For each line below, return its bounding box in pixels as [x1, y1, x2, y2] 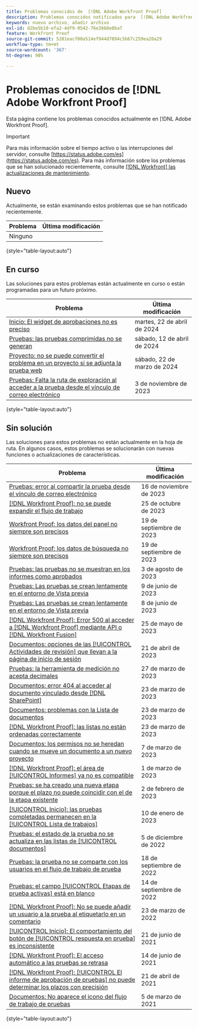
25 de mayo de [141, 620, 183, 628]
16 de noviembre [141, 482, 189, 490]
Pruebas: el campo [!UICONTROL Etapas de [9, 882, 131, 890]
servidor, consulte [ [6, 150, 54, 157]
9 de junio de [141, 582, 178, 590]
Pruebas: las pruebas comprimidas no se [9, 334, 123, 343]
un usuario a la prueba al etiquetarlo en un [9, 910, 126, 918]
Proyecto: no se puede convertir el [9, 352, 104, 360]
